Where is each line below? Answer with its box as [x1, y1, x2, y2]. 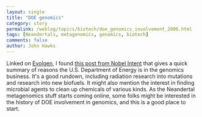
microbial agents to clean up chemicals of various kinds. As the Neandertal [6, 85, 195, 93]
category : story [6, 20, 48, 26]
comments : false [6, 37, 48, 43]
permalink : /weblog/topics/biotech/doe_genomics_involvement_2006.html [6, 26, 192, 32]
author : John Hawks [6, 43, 56, 49]
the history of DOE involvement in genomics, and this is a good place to [6, 98, 186, 105]
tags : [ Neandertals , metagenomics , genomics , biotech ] [6, 32, 149, 38]
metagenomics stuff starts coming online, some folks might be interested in [6, 92, 197, 99]
